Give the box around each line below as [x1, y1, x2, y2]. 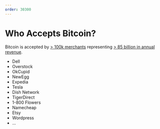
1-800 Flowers [12, 100, 41, 105]
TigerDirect [12, 94, 35, 100]
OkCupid [12, 69, 30, 74]
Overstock [12, 63, 33, 69]
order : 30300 [5, 7, 31, 12]
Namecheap [12, 104, 37, 110]
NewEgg [12, 73, 29, 80]
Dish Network [12, 89, 40, 95]
